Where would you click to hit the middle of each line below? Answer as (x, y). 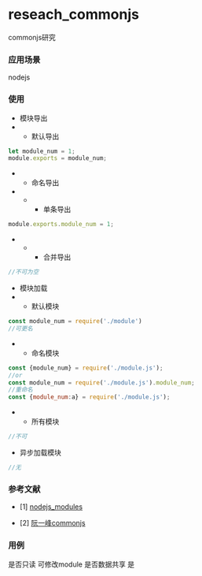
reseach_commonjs (74, 15)
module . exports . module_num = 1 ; (61, 225)
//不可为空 (24, 272)
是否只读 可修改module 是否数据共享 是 (72, 564)
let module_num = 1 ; (42, 151)
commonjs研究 (32, 37)
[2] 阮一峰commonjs (52, 523)
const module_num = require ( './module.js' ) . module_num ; (101, 383)
